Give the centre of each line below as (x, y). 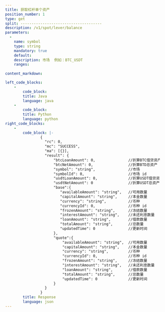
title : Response (39, 297)
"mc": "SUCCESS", (62, 146)
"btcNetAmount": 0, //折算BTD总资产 (106, 165)
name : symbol (27, 42)
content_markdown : (24, 74)
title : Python (37, 114)
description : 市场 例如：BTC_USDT (48, 60)
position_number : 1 (25, 14)
